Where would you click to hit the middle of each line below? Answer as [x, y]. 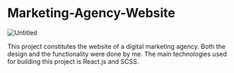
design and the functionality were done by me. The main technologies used [117, 54]
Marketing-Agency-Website [91, 13]
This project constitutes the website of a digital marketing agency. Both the [117, 46]
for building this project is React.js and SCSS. [73, 61]
